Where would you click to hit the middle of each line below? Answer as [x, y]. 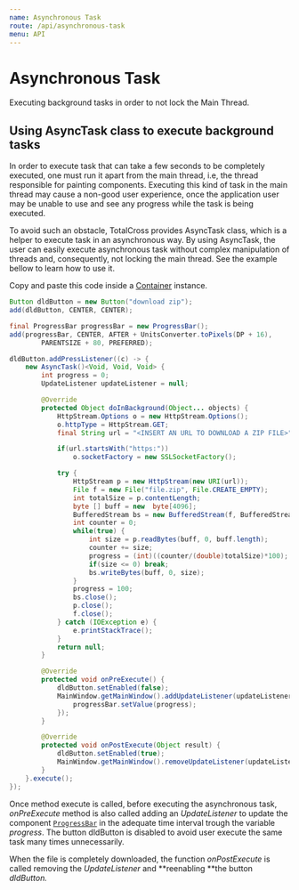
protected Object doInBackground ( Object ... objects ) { [145, 408]
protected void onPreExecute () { [103, 680]
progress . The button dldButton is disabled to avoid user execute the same [146, 832]
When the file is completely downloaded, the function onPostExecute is [140, 859]
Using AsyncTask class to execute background [141, 130]
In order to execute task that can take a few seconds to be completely [137, 166]
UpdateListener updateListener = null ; [115, 384]
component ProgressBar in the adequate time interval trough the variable [142, 822]
